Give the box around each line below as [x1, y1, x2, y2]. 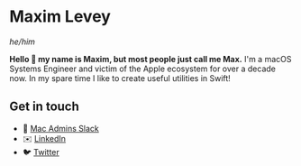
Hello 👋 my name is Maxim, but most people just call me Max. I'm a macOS [9, 53, 292, 64]
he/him [9, 36, 36, 47]
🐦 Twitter [22, 146, 60, 157]
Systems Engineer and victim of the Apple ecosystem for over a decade [9, 63, 277, 74]
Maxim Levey [9, 6, 111, 27]
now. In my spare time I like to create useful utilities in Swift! [9, 72, 232, 83]
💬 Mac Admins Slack [22, 123, 99, 134]
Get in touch [9, 99, 79, 115]
